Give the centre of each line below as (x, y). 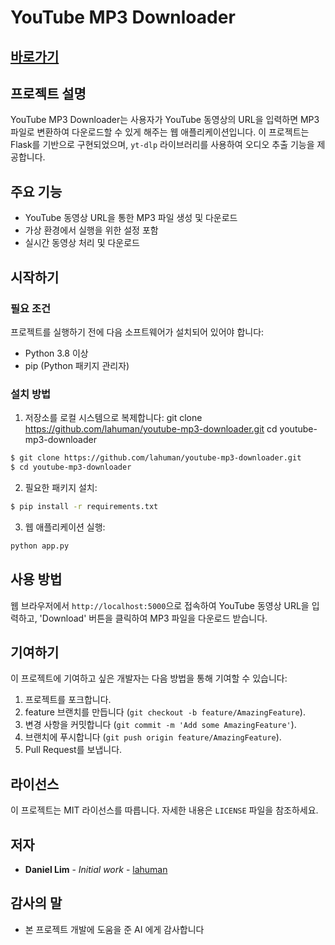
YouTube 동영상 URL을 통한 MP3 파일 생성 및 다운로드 (131, 218)
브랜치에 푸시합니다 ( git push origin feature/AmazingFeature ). (153, 737)
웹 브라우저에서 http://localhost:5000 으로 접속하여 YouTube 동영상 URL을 (160, 605)
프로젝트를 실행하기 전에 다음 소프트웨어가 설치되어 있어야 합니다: (137, 332)
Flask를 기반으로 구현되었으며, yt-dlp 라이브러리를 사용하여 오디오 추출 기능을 (162, 145)
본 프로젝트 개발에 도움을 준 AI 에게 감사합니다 (114, 929)
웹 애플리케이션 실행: (65, 527)
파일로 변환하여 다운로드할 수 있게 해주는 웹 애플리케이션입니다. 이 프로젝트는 (160, 132)
